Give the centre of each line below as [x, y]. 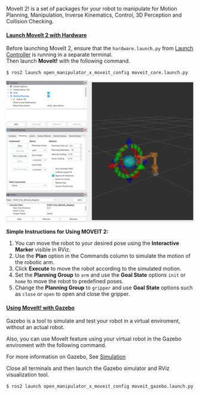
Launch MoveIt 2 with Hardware [47, 35]
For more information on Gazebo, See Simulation [66, 357]
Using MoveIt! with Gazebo [40, 308]
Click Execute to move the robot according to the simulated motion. [98, 269]
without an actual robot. [35, 327]
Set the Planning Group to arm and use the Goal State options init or [100, 275]
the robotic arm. [35, 262]
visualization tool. [28, 375]
